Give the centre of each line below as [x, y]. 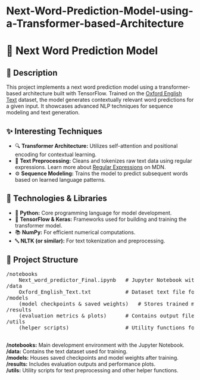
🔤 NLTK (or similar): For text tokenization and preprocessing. [90, 241]
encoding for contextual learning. [56, 154]
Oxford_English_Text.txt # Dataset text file [102, 292]
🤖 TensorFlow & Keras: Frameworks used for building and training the [101, 219]
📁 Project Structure [42, 260]
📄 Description [32, 73]
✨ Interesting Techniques [54, 131]
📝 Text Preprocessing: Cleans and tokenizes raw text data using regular [103, 161]
